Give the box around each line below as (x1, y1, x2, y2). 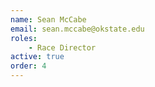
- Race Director (28, 42, 97, 53)
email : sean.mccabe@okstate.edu (10, 24, 145, 34)
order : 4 (10, 61, 47, 71)
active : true (10, 52, 65, 62)
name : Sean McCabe (10, 14, 87, 25)
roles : (10, 33, 38, 43)
